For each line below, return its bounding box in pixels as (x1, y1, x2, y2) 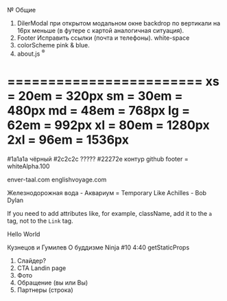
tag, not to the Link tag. (7, 216, 73, 225)
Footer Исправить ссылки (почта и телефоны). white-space (16, 34, 190, 42)
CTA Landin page (16, 264, 67, 272)
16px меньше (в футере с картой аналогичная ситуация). (16, 27, 184, 34)
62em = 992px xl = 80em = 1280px (7, 117, 211, 133)
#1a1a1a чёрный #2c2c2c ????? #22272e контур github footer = (7, 155, 189, 163)
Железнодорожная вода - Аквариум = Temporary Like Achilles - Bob (7, 188, 207, 197)
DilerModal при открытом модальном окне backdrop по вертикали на (16, 19, 221, 27)
